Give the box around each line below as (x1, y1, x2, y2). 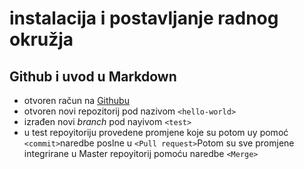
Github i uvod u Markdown (9, 68, 177, 85)
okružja (9, 28, 74, 51)
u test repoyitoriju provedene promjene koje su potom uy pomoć (23, 127, 289, 138)
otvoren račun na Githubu (23, 95, 130, 106)
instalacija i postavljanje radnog (9, 7, 279, 30)
